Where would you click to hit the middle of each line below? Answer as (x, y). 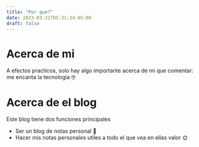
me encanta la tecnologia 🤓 (41, 77)
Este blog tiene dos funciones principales (58, 119)
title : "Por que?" (30, 12)
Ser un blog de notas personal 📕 (56, 131)
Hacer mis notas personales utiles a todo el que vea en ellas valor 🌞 (101, 138)
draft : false (23, 23)
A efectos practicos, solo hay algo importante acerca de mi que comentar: (100, 70)
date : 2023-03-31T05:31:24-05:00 (49, 18)
